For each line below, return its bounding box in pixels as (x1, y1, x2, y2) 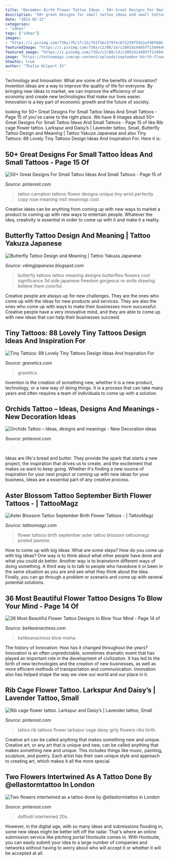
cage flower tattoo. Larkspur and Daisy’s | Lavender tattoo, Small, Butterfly (5, 125, 160, 131)
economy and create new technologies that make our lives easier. (5, 94, 141, 100)
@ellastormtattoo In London (5, 780, 95, 789)
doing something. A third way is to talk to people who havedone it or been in (5, 563, 163, 569)
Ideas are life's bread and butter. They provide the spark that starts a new (5, 455, 157, 462)
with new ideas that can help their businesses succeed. (5, 314, 120, 320)
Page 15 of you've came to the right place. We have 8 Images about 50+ (5, 114, 155, 120)
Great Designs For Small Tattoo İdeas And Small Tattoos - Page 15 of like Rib (5, 120, 163, 126)
